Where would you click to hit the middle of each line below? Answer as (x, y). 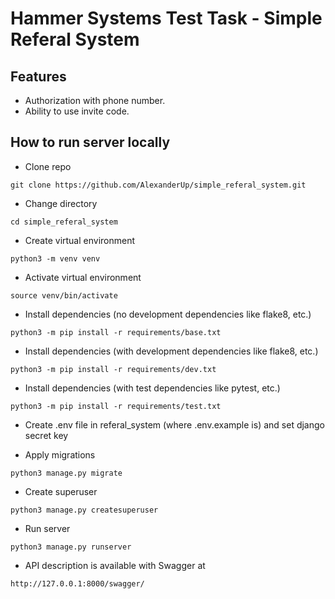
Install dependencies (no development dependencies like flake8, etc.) (168, 314)
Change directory (61, 203)
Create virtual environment (80, 240)
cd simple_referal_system (64, 222)
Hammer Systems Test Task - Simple (166, 18)
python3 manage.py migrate (66, 473)
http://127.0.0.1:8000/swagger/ (77, 583)
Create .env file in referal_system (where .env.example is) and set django (174, 424)
